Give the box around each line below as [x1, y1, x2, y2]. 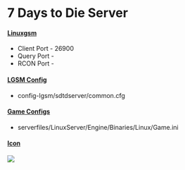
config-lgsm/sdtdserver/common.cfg [17, 91, 125, 99]
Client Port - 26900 [17, 44, 74, 53]
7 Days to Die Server [7, 5, 129, 21]
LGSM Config [7, 75, 47, 84]
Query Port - [17, 51, 54, 61]
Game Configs [7, 107, 51, 116]
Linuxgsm [7, 28, 37, 37]
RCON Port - [17, 59, 54, 68]
